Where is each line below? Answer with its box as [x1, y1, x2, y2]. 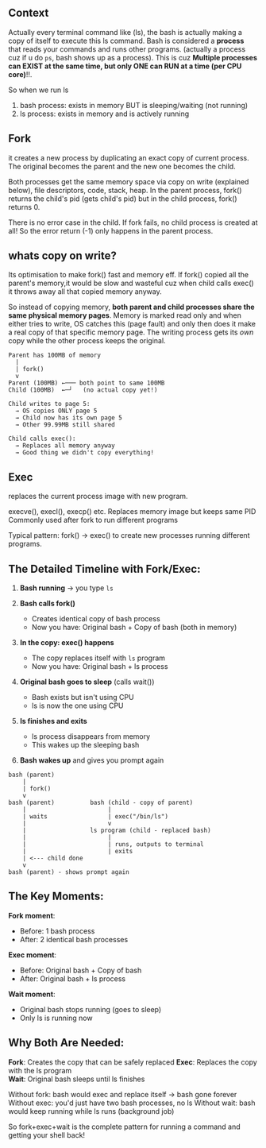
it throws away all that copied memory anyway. [8, 287, 162, 296]
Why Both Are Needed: [8, 1036, 125, 1049]
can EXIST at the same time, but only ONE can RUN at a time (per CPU [8, 61, 242, 71]
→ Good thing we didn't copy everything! [15, 449, 155, 457]
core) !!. [8, 69, 33, 79]
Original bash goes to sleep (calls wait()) [19, 677, 155, 686]
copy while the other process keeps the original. [8, 336, 166, 346]
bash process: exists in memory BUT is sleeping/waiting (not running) [19, 100, 249, 110]
